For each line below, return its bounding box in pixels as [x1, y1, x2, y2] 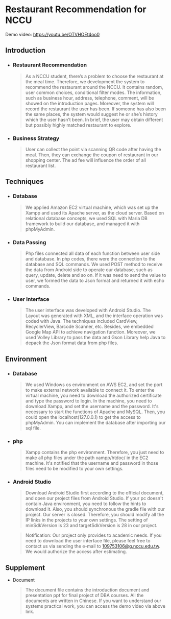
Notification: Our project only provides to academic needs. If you [25, 532, 162, 538]
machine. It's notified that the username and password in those [25, 460, 159, 466]
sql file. [25, 425, 41, 431]
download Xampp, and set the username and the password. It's [25, 403, 159, 409]
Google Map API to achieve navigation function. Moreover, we [25, 329, 156, 335]
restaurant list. [25, 162, 56, 169]
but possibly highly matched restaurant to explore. [25, 122, 132, 128]
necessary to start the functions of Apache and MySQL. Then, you [25, 409, 165, 415]
